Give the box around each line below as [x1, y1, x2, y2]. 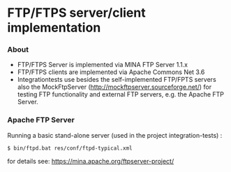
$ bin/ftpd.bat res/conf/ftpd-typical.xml [7, 145, 133, 152]
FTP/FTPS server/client [7, 5, 146, 21]
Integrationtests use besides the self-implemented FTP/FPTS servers [17, 76, 216, 84]
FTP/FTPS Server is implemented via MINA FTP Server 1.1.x [17, 61, 188, 69]
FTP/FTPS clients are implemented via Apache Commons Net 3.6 [17, 68, 205, 76]
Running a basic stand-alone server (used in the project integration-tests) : [7, 131, 223, 139]
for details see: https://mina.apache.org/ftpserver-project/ [7, 157, 174, 165]
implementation [7, 20, 101, 36]
